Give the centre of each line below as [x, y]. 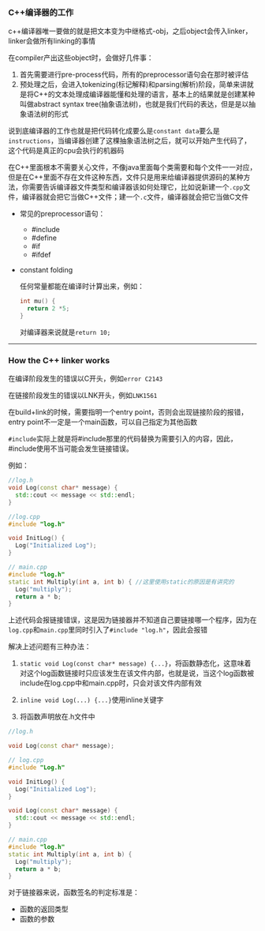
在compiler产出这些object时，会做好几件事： [81, 58]
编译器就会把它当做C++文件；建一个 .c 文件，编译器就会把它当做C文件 [135, 197]
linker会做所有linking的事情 [52, 41]
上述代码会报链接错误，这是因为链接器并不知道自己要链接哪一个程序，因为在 [132, 620]
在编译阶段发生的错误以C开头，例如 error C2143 [86, 379]
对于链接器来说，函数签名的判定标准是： [74, 892]
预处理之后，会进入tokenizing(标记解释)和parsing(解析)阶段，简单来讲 [133, 84]
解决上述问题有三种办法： [50, 647]
